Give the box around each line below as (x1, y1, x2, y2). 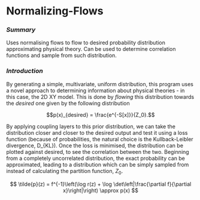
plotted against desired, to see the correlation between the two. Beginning (6, 148, 190, 155)
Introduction (6, 67, 43, 75)
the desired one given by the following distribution (6, 99, 130, 107)
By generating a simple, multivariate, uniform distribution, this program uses (6, 80, 193, 87)
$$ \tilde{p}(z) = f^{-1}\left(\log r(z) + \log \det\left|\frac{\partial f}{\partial (10, 180, 192, 187)
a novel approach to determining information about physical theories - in (6, 87, 185, 94)
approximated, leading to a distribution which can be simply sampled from (6, 160, 189, 168)
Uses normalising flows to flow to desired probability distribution (6, 39, 166, 46)
